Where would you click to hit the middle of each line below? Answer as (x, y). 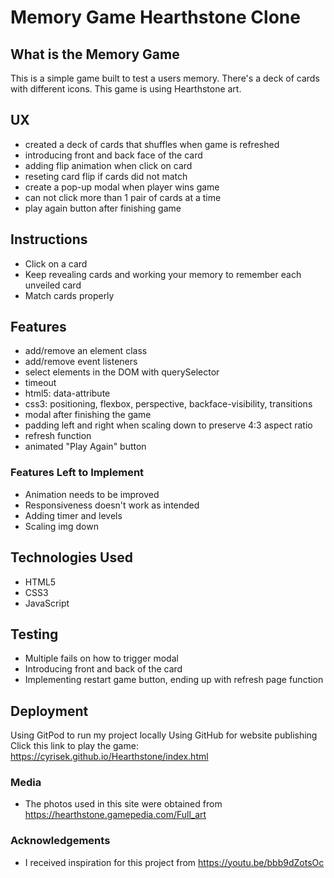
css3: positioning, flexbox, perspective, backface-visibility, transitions (168, 404)
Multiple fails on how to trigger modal (101, 658)
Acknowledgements (60, 841)
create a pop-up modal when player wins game (122, 187)
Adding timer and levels (73, 515)
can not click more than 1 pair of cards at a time (123, 197)
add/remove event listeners (81, 362)
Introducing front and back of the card (103, 669)
